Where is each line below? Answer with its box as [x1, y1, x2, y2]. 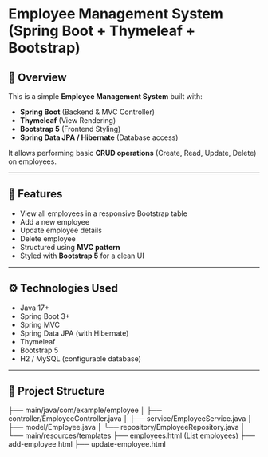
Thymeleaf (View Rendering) [19, 116, 116, 125]
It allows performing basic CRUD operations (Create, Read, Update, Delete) [8, 149, 257, 157]
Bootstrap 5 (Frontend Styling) [19, 125, 121, 133]
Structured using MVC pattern [19, 242, 120, 252]
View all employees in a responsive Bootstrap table [19, 209, 187, 218]
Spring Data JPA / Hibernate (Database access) [19, 133, 179, 142]
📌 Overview [8, 70, 67, 84]
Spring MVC [19, 320, 61, 329]
